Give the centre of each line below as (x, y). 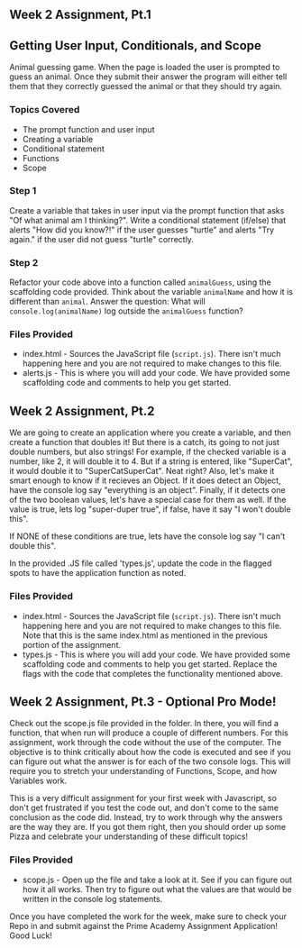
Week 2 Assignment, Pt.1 (80, 15)
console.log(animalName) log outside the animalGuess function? (126, 311)
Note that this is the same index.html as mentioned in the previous (145, 635)
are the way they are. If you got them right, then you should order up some (148, 827)
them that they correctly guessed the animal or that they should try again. (146, 87)
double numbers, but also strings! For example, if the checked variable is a (148, 452)
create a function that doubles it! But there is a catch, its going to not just (144, 442)
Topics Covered (45, 110)
